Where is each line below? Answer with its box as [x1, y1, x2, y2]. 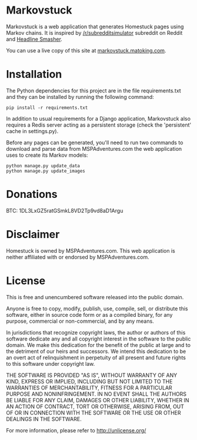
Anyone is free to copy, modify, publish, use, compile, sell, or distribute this [6, 305, 188, 312]
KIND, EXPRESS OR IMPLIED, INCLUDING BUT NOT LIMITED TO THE [6, 378, 173, 385]
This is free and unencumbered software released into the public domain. [6, 293, 184, 300]
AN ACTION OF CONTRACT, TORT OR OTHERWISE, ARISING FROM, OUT [6, 403, 184, 410]
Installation [6, 68, 62, 81]
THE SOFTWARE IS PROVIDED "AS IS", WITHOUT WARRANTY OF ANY [6, 372, 178, 379]
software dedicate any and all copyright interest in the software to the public [6, 335, 191, 342]
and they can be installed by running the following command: [6, 93, 154, 100]
